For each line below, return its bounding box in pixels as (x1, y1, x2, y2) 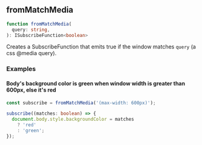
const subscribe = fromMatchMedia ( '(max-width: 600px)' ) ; (6, 99, 156, 106)
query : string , (12, 27, 50, 33)
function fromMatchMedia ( (6, 21, 72, 27)
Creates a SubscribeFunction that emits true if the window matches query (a (6, 43, 196, 50)
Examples (6, 65, 36, 73)
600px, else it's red (6, 86, 56, 93)
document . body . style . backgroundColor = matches (12, 116, 135, 123)
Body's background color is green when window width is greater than (6, 79, 186, 87)
